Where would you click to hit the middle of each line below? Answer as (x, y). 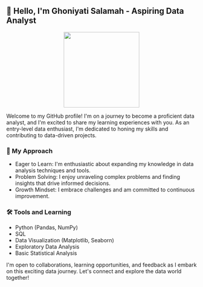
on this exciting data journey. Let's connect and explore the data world (94, 271)
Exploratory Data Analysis (47, 247)
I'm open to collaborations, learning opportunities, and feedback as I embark (101, 265)
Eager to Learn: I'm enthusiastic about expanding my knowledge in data (104, 164)
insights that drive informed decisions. (63, 183)
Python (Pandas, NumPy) (47, 228)
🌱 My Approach (30, 150)
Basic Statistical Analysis (46, 253)
